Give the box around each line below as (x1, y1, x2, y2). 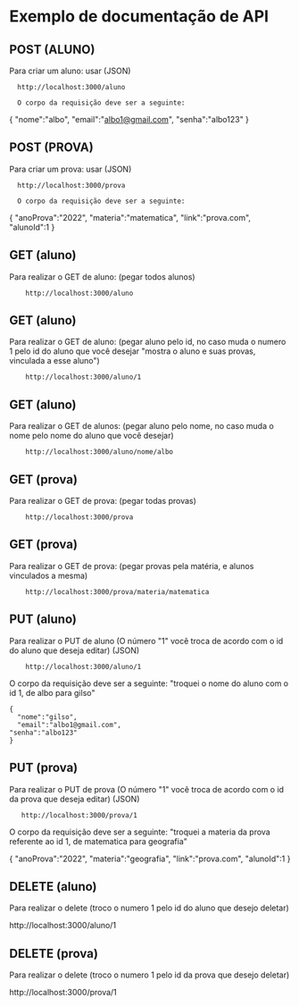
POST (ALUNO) (9, 42, 96, 57)
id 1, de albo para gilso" (9, 687, 96, 698)
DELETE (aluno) (9, 878, 97, 894)
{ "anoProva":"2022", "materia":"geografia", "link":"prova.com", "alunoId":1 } (9, 853, 291, 864)
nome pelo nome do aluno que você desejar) (9, 431, 174, 441)
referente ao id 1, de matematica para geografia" (9, 835, 187, 846)
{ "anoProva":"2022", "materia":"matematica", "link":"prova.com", (9, 212, 252, 222)
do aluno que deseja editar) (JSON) (9, 645, 140, 656)
